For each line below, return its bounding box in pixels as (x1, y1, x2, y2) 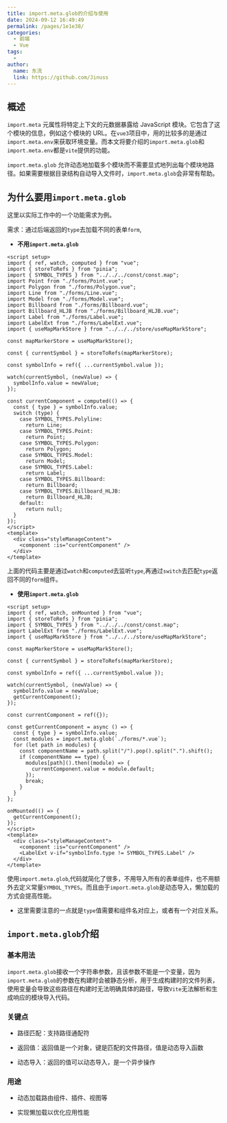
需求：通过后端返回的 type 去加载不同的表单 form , (7, 226, 142, 233)
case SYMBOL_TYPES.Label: (19, 464, 94, 471)
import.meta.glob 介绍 (7, 928, 99, 940)
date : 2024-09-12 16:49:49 (7, 16, 84, 23)
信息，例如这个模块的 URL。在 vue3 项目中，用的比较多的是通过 (30, 129, 207, 137)
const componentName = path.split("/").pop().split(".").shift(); (19, 748, 213, 755)
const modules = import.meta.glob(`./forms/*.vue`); (13, 735, 167, 742)
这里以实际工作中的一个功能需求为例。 (7, 211, 115, 219)
